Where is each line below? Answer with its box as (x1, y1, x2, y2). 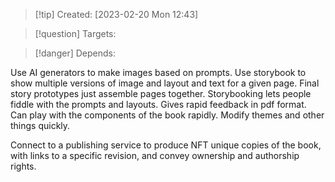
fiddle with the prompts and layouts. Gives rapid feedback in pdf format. (10, 99, 307, 110)
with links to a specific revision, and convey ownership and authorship (10, 150, 300, 161)
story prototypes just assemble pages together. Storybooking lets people (10, 88, 312, 99)
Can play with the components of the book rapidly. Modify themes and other (10, 109, 325, 121)
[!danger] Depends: (34, 47, 116, 59)
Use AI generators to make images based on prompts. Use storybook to (10, 67, 307, 78)
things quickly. (10, 120, 71, 131)
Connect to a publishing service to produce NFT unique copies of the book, (10, 139, 322, 151)
